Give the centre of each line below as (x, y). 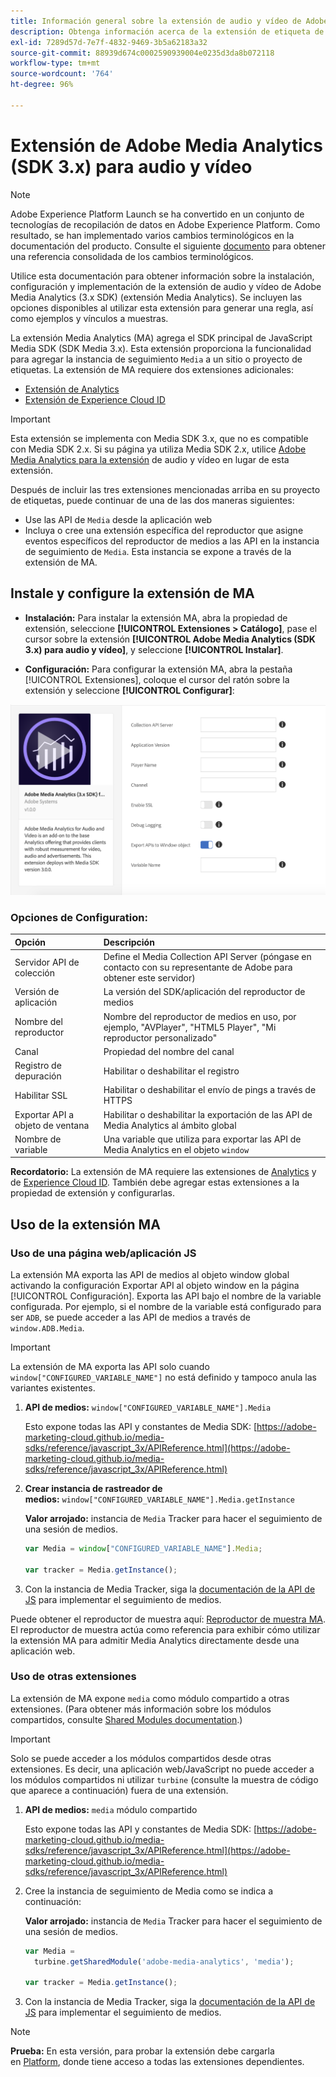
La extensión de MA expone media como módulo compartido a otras (150, 1698)
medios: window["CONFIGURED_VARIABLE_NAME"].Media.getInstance (159, 1499)
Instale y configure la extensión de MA (132, 593)
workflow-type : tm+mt (55, 63)
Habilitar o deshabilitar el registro (171, 1071)
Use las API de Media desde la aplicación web (118, 519)
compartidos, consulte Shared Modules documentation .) (126, 1719)
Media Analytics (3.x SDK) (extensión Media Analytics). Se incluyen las (156, 297)
